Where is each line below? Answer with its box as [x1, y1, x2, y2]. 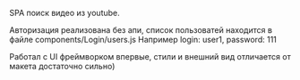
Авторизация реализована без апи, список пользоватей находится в [9, 25, 273, 35]
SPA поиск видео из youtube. [9, 8, 121, 18]
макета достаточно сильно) [9, 61, 116, 71]
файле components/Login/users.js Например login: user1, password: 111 [9, 35, 278, 44]
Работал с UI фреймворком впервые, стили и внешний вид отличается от [9, 52, 291, 61]
